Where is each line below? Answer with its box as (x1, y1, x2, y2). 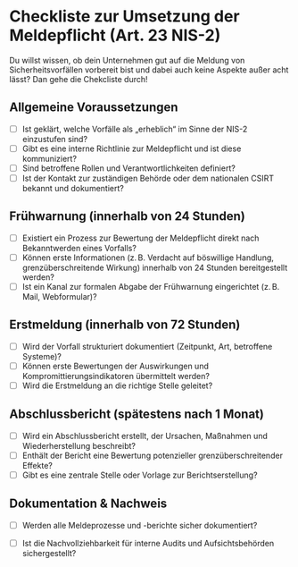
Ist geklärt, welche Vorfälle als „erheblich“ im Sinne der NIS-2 (21, 123, 248, 134)
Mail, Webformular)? (21, 292, 97, 301)
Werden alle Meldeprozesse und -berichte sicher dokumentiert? (21, 520, 258, 530)
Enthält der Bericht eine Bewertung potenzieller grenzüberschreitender (21, 450, 284, 461)
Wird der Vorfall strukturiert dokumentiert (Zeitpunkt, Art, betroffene (21, 341, 273, 351)
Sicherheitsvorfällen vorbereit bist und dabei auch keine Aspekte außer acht (9, 64, 289, 75)
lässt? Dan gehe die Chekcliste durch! (9, 73, 149, 84)
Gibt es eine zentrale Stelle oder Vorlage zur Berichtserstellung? (21, 470, 258, 480)
